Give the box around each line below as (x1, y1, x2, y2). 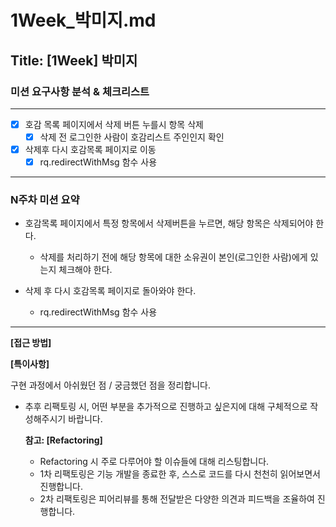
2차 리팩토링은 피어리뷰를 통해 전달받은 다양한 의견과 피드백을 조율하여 (39, 493, 315, 505)
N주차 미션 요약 (10, 193, 80, 207)
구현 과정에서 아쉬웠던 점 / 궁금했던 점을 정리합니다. (10, 379, 211, 391)
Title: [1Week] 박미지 (10, 52, 138, 69)
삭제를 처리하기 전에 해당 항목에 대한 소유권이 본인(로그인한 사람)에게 (39, 251, 308, 263)
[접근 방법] (10, 337, 52, 349)
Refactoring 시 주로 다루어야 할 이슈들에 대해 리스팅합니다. (39, 456, 270, 468)
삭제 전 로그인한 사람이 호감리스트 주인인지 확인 (39, 131, 225, 143)
